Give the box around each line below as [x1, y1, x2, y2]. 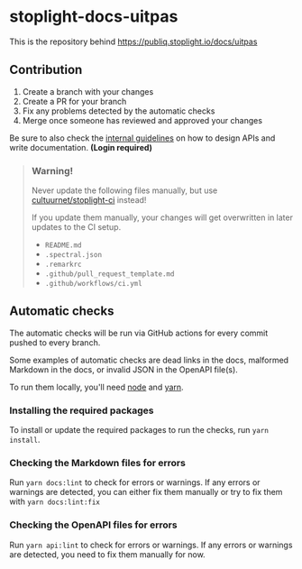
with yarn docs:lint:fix [9, 496, 101, 507]
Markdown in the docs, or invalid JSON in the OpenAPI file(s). [9, 363, 239, 375]
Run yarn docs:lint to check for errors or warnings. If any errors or [9, 477, 261, 488]
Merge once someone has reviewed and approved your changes [22, 115, 263, 125]
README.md [44, 241, 83, 250]
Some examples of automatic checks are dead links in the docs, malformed [9, 354, 289, 365]
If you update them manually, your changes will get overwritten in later [31, 212, 293, 223]
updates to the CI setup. [31, 222, 122, 233]
